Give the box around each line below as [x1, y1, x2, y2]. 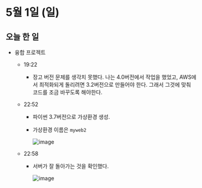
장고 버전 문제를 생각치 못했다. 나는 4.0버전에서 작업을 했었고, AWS [32, 73, 192, 81]
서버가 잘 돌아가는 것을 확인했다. [32, 163, 109, 170]
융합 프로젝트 [14, 49, 46, 56]
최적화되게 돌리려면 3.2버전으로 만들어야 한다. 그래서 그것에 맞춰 [39, 81, 192, 88]
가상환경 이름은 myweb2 [32, 126, 87, 133]
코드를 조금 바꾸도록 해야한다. [32, 89, 103, 96]
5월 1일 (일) [5, 5, 60, 19]
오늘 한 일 [5, 32, 39, 42]
